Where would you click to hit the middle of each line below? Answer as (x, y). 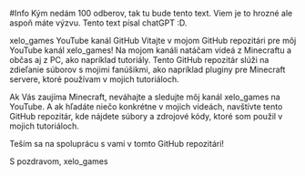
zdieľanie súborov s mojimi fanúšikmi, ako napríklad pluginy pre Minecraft (147, 69)
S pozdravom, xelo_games (59, 161)
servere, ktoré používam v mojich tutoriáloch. (94, 79)
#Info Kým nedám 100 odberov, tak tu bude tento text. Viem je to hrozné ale (151, 13)
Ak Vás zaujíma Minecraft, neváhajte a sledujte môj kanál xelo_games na (145, 97)
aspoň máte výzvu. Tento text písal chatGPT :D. (98, 23)
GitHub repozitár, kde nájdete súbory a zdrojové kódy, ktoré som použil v (146, 116)
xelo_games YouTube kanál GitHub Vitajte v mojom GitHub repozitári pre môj (153, 41)
